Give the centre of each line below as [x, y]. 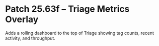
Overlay [22, 19]
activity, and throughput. [30, 38]
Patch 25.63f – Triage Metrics [67, 9]
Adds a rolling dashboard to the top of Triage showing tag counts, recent [79, 33]
